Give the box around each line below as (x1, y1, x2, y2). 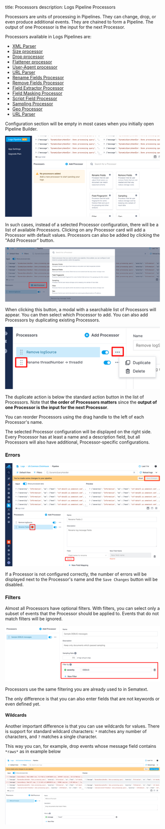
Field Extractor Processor (12, 85, 64, 91)
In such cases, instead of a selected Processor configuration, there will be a (5, 222, 159, 228)
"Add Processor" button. (5, 237, 55, 243)
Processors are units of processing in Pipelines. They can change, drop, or (5, 14, 156, 19)
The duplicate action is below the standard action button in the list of (5, 394, 144, 400)
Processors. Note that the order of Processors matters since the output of (5, 399, 157, 405)
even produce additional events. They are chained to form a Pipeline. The (5, 19, 154, 25)
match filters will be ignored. (5, 615, 63, 622)
